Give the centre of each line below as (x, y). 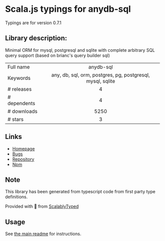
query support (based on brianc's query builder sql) (58, 55)
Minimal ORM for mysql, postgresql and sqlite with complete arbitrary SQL (80, 50)
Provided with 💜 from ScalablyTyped (42, 207)
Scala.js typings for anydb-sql (68, 9)
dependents (21, 103)
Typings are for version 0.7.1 (33, 23)
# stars (15, 119)
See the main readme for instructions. (43, 234)
